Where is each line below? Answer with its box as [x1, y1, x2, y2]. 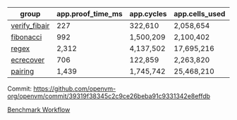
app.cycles [129, 9, 167, 18]
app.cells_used [174, 9, 226, 18]
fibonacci [11, 32, 42, 41]
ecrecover [11, 55, 45, 65]
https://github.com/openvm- [33, 84, 116, 93]
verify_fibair [11, 21, 50, 30]
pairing [11, 67, 35, 76]
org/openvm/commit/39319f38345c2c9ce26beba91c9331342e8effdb [7, 92, 210, 100]
